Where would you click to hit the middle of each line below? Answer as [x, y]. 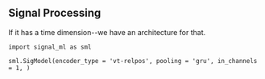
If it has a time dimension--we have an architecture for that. [107, 32]
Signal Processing [55, 13]
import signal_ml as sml [50, 47]
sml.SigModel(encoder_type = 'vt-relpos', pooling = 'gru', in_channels [133, 61]
